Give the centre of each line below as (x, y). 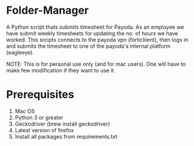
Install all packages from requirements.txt (66, 136)
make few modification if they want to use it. (61, 70)
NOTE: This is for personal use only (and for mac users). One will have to (96, 64)
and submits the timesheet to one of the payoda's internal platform (88, 46)
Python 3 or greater (39, 117)
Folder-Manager (47, 10)
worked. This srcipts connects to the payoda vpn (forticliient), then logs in (97, 39)
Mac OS (25, 111)
